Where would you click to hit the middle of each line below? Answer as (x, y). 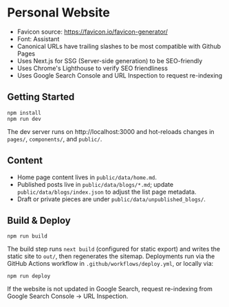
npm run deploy (29, 276)
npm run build (28, 236)
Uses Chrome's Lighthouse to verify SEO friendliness (92, 68)
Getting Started (41, 97)
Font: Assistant (38, 38)
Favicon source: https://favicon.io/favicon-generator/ (92, 32)
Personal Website (58, 13)
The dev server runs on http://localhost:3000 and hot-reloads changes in (111, 131)
